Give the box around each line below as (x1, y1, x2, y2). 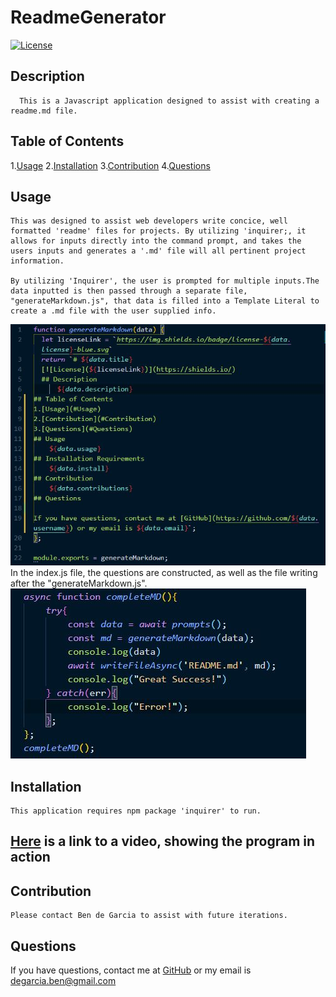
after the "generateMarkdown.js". (10, 577, 148, 590)
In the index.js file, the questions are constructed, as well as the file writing (10, 567, 318, 579)
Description (10, 68, 85, 85)
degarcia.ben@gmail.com (10, 974, 117, 986)
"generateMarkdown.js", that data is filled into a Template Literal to (10, 296, 320, 306)
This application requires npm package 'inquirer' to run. (10, 806, 262, 816)
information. (10, 256, 65, 266)
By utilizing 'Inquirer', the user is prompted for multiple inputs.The (10, 276, 320, 286)
